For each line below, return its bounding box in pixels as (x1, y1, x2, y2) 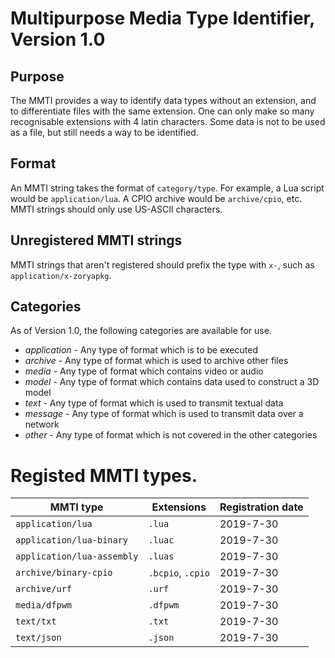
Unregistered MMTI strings (10, 232, 183, 249)
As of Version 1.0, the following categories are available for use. (10, 325, 272, 337)
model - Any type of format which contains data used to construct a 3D (24, 376, 320, 388)
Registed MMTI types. (10, 464, 198, 487)
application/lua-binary (15, 535, 129, 546)
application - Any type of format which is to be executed (24, 344, 258, 356)
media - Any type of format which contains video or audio (24, 365, 264, 377)
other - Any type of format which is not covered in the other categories (24, 429, 318, 441)
